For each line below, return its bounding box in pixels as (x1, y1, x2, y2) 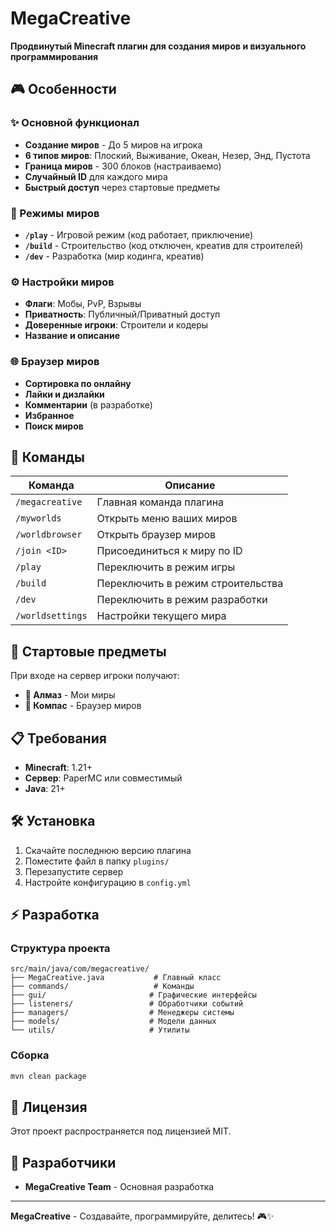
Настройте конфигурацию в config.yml (24, 876, 192, 888)
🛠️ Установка (10, 813, 96, 830)
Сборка (10, 1048, 50, 1062)
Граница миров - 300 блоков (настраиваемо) (24, 160, 222, 172)
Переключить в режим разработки (96, 593, 268, 607)
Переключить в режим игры (96, 560, 236, 574)
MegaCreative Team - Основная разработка (24, 1181, 215, 1193)
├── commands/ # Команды (10, 982, 195, 992)
